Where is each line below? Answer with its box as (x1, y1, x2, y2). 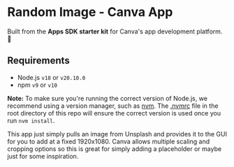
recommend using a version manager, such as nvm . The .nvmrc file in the (7, 102, 219, 110)
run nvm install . (7, 116, 55, 125)
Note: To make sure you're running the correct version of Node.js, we (7, 94, 208, 102)
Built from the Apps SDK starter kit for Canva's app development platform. (7, 27, 223, 35)
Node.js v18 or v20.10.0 (17, 73, 86, 81)
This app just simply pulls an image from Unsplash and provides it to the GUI (7, 129, 227, 138)
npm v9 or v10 (17, 81, 58, 89)
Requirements (7, 55, 70, 67)
